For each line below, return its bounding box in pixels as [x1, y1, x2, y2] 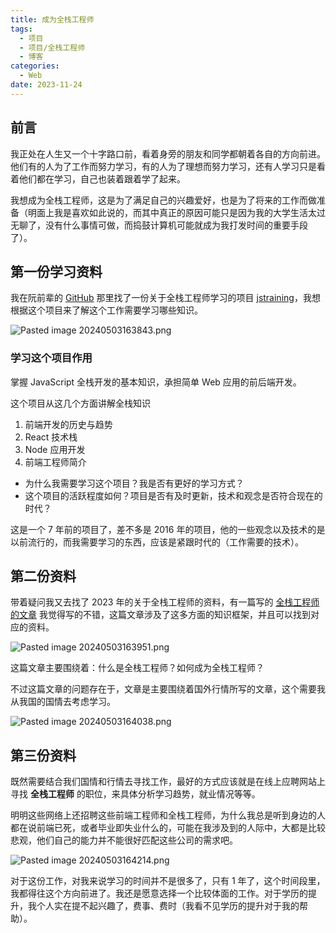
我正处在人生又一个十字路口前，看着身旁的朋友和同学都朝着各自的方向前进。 [10, 147, 326, 160]
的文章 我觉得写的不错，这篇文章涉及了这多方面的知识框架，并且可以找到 [10, 609, 311, 621]
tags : [10, 24, 33, 34]
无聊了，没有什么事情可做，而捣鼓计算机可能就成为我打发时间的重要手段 [10, 219, 308, 231]
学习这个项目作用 [10, 351, 93, 365]
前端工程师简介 [24, 456, 87, 468]
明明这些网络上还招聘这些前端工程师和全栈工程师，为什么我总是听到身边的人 [10, 809, 326, 821]
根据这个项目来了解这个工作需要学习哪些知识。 [10, 304, 203, 316]
